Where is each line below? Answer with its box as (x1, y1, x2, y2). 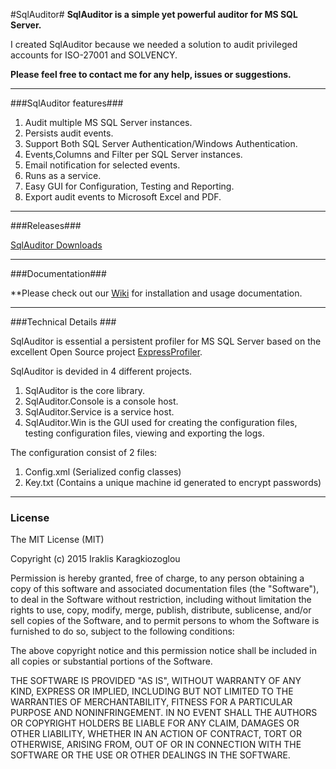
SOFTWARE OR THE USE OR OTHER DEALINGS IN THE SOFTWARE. (10, 749, 291, 761)
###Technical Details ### (10, 316, 117, 328)
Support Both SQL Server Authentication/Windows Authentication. (24, 138, 298, 149)
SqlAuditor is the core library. (24, 385, 146, 396)
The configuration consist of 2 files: (10, 447, 158, 458)
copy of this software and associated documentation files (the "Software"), (10, 583, 320, 595)
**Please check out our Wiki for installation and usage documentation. (10, 287, 303, 299)
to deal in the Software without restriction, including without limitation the (10, 594, 312, 606)
